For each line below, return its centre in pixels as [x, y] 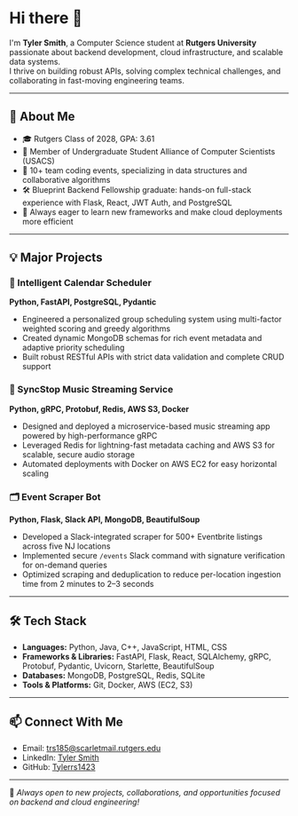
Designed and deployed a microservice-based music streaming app [146, 426]
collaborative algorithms [66, 179]
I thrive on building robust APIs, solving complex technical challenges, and [145, 71]
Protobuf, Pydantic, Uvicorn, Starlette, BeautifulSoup [118, 666]
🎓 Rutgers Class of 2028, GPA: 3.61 [88, 139]
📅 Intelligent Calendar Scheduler [81, 283]
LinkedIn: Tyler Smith [60, 757]
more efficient [47, 221]
